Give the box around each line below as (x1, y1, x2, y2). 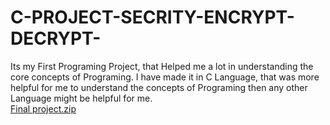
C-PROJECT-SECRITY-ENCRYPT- (10, 6, 295, 29)
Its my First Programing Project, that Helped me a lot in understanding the (10, 60, 314, 72)
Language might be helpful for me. (10, 92, 153, 104)
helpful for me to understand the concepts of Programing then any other (10, 81, 308, 93)
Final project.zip (10, 102, 77, 115)
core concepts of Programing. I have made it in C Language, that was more (10, 71, 320, 83)
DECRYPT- (10, 27, 102, 50)
